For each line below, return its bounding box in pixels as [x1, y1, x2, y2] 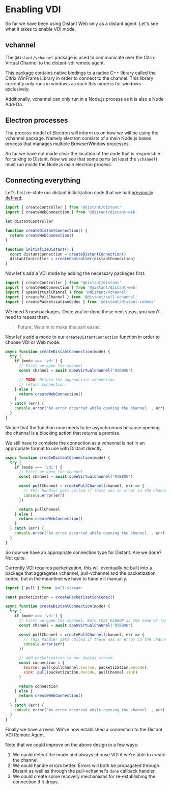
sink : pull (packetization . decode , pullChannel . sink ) [23, 669, 138, 675]
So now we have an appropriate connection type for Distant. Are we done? [5, 549, 162, 555]
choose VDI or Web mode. [5, 339, 61, 345]
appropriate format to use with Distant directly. [5, 445, 103, 451]
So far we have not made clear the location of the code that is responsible [5, 150, 160, 156]
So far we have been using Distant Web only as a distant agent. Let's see [5, 20, 159, 27]
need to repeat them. [5, 314, 49, 320]
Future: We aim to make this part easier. [17, 323, 101, 330]
